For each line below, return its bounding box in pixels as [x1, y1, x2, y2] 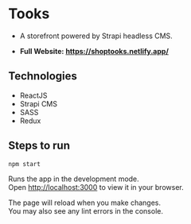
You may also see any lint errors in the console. [8, 206, 163, 215]
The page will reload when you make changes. [8, 198, 162, 207]
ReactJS [19, 91, 48, 100]
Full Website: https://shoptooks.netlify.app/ [19, 46, 170, 56]
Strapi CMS [19, 98, 58, 108]
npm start [8, 160, 41, 168]
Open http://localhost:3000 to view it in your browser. [8, 182, 185, 191]
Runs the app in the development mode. [8, 174, 139, 183]
